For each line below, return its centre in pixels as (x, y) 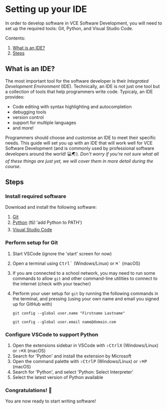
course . (13, 166)
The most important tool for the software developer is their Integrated (77, 81)
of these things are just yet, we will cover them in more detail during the (79, 161)
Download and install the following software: (51, 207)
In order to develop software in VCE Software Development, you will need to (84, 23)
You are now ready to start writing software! (51, 401)
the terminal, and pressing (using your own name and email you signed (86, 298)
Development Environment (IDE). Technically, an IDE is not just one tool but (82, 86)
